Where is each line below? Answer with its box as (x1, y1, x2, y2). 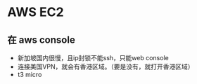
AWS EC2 (7, 4, 65, 20)
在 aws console (7, 34, 75, 45)
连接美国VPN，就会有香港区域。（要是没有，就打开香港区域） (17, 62, 194, 71)
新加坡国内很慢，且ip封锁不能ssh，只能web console (17, 54, 169, 62)
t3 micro (17, 71, 42, 78)
